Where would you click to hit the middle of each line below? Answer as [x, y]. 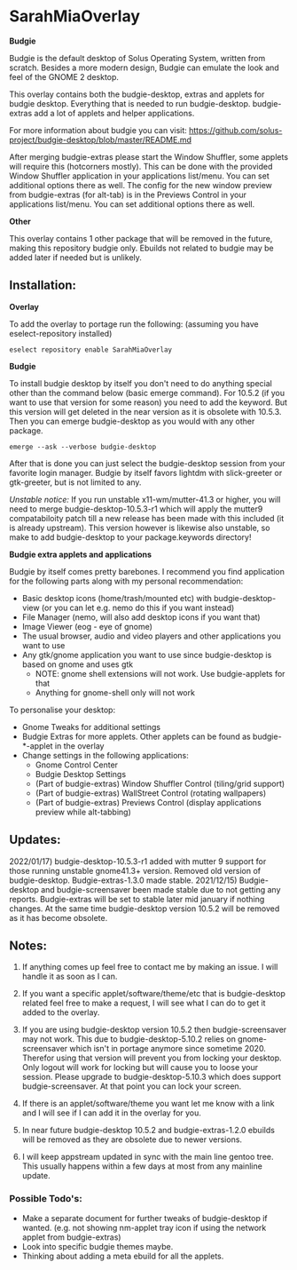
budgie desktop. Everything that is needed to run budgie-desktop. [130, 103]
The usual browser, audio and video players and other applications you [152, 636]
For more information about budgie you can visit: [98, 130]
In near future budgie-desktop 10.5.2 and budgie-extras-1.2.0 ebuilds [148, 1131]
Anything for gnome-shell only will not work [115, 692]
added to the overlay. [61, 1012]
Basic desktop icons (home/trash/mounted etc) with [117, 598]
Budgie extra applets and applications [81, 554]
